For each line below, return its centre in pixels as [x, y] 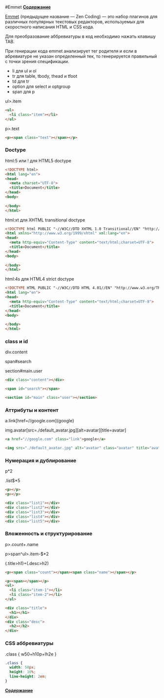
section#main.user [24, 371]
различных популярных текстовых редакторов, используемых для [75, 22]
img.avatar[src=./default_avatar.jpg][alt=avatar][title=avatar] [66, 430]
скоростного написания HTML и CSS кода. [50, 27]
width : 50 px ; [23, 667]
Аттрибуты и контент [32, 410]
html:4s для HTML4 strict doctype [40, 279]
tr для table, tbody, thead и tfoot [45, 76]
